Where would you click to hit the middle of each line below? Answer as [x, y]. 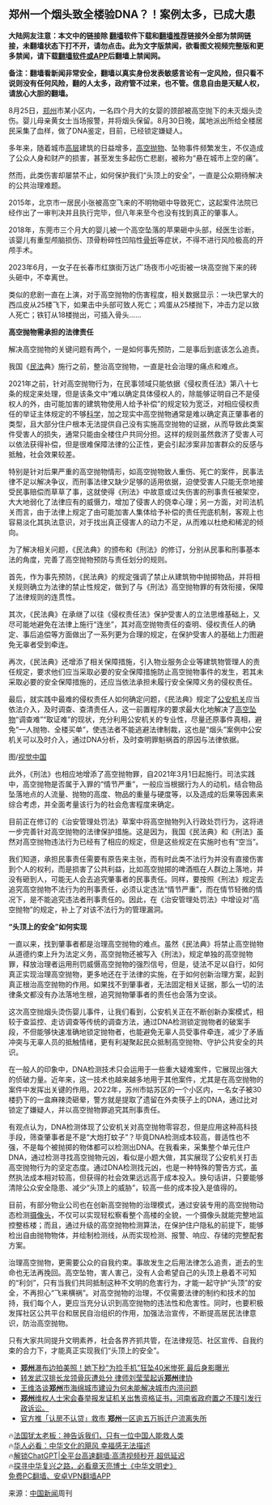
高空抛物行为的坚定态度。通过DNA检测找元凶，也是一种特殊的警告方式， [130, 1167]
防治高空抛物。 [47, 1323]
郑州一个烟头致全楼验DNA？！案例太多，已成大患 [132, 15]
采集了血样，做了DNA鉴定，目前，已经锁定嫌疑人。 [101, 130]
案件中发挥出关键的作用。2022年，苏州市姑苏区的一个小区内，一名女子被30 [135, 1089]
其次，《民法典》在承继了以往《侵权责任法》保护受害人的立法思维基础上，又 [134, 614]
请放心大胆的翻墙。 [40, 93]
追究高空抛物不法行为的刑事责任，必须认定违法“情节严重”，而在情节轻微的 [132, 889]
